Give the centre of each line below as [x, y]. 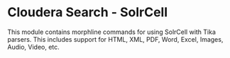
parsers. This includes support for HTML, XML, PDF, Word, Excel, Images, [115, 39]
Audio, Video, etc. [34, 47]
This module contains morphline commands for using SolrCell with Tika [112, 32]
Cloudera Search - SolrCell [88, 12]
